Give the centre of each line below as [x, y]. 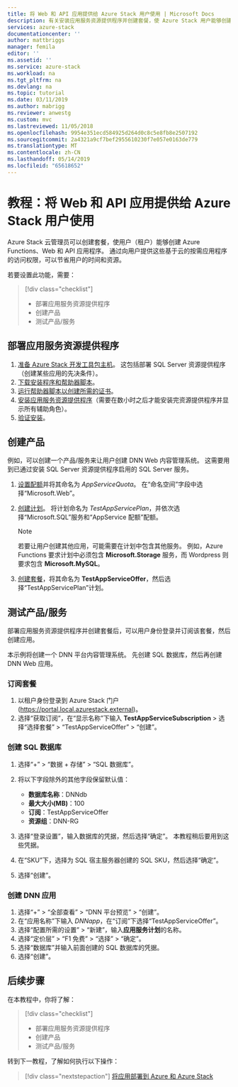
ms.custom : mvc [30, 119]
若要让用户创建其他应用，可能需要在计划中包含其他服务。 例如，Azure [120, 546]
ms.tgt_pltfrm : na [34, 80]
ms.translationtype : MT [42, 146]
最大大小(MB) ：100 [56, 803]
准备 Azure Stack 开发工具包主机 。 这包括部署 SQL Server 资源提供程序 [121, 364]
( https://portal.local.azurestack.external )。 [80, 709]
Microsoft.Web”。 [53, 493]
